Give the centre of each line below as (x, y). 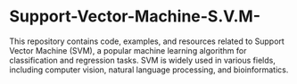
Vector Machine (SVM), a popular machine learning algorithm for (128, 50)
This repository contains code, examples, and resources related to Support (147, 41)
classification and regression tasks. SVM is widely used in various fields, (143, 60)
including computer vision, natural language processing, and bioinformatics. (149, 70)
